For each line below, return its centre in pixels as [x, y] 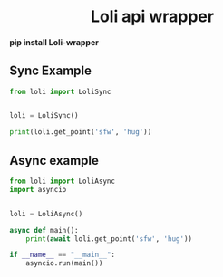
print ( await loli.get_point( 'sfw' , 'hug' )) [109, 239]
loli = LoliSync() [44, 116]
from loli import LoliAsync [63, 181]
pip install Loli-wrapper [54, 42]
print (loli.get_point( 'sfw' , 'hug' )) [81, 132]
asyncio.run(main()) [64, 263]
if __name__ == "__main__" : [63, 255]
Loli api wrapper [152, 17]
